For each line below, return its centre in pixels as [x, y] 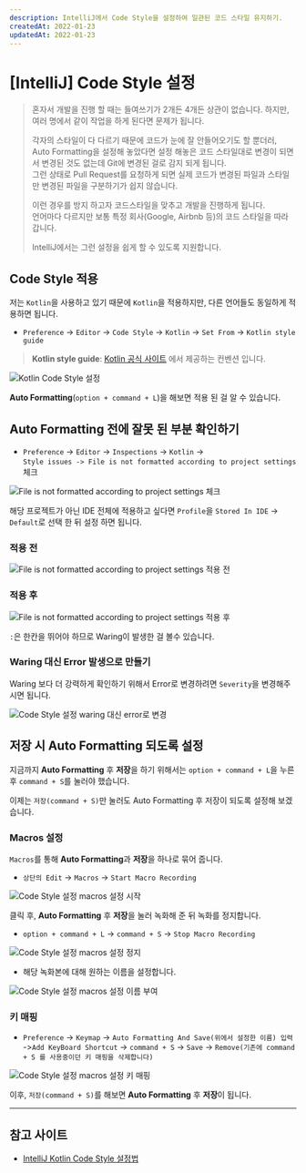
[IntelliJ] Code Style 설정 [102, 82]
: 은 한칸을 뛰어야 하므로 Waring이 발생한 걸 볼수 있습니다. [112, 636]
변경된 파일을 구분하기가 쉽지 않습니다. [110, 186]
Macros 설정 [36, 837]
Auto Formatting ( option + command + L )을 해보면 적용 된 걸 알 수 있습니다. [145, 398]
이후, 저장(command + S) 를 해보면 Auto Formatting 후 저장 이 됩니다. [131, 1095]
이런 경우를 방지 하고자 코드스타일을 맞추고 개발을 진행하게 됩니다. [148, 205]
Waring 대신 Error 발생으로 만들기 [80, 662]
